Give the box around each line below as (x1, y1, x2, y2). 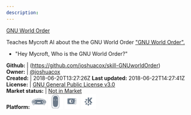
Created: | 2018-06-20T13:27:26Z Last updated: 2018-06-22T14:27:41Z (6, 74, 185, 81)
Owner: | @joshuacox (6, 68, 61, 75)
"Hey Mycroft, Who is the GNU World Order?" (14, 50, 128, 57)
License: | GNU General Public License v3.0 (6, 81, 115, 88)
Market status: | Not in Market (6, 87, 82, 94)
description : (6, 10, 39, 16)
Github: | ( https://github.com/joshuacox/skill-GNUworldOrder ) (6, 62, 161, 69)
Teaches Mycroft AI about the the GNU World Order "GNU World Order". (6, 38, 185, 46)
